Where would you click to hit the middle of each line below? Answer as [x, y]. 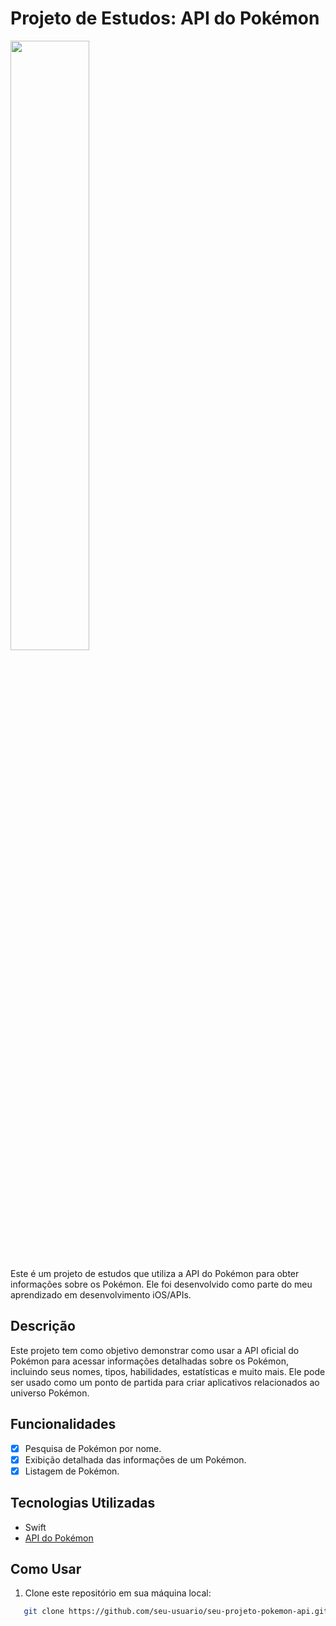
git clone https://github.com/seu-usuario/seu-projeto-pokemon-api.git [176, 1612]
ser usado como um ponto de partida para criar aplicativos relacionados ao [165, 1382]
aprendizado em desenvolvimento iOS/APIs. [101, 1294]
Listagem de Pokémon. [72, 1471]
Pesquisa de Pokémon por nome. [93, 1448]
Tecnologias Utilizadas [83, 1503]
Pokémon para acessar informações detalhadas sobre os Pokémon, [149, 1361]
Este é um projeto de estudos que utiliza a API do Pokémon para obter [155, 1273]
